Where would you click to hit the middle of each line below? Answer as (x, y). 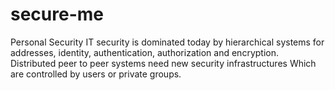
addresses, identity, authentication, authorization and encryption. (144, 52)
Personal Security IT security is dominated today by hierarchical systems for (167, 42)
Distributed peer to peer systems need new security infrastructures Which (163, 63)
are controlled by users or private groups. (96, 74)
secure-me (57, 14)
